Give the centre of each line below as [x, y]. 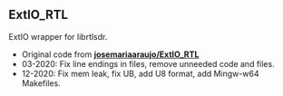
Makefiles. [41, 83]
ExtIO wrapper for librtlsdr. [58, 36]
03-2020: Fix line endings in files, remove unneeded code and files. [148, 63]
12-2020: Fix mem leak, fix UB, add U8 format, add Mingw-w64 [140, 73]
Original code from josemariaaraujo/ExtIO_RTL [110, 54]
